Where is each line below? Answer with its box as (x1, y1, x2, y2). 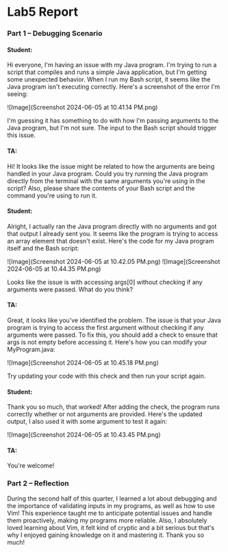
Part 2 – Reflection (7, 479, 70, 488)
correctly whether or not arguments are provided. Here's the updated (7, 410, 203, 418)
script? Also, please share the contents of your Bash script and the (7, 184, 195, 192)
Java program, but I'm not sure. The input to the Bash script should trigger (7, 124, 217, 132)
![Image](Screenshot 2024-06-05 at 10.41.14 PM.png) (7, 104, 158, 112)
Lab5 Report (7, 4, 79, 20)
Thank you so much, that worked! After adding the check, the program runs (7, 403, 220, 411)
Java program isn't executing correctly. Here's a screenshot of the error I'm (7, 83, 220, 91)
